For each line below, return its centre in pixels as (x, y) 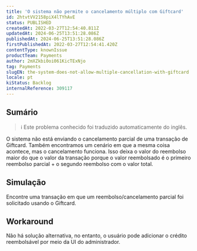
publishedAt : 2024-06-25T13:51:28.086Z (55, 39)
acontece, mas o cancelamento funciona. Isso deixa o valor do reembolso (96, 151)
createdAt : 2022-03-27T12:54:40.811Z (53, 28)
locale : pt (20, 77)
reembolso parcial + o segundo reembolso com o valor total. (80, 164)
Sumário (22, 113)
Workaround (30, 221)
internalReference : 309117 (39, 89)
